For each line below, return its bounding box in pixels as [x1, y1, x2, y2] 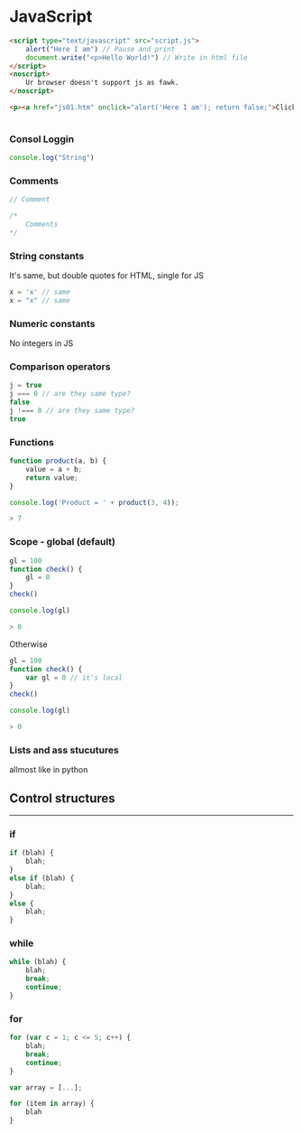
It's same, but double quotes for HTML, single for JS [9, 270, 205, 281]
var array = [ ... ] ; [9, 1082, 83, 1092]
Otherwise [9, 639, 48, 650]
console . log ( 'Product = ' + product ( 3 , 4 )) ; [9, 498, 179, 507]
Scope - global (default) [9, 536, 115, 548]
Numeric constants [9, 317, 96, 330]
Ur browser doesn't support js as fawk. [25, 79, 179, 88]
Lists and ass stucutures [9, 744, 119, 756]
